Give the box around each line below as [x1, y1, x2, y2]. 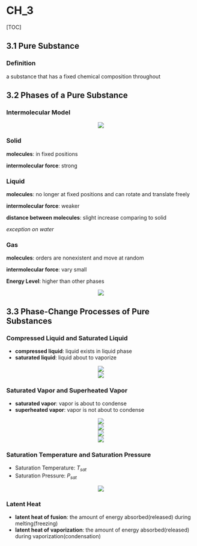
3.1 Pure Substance [6, 41, 80, 51]
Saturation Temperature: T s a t [14, 464, 87, 473]
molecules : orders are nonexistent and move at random [6, 254, 144, 262]
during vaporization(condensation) [14, 533, 101, 540]
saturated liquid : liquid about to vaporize [14, 353, 117, 361]
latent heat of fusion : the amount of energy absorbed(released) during [14, 513, 191, 521]
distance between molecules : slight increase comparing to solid [6, 214, 167, 221]
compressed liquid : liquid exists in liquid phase [14, 347, 132, 355]
